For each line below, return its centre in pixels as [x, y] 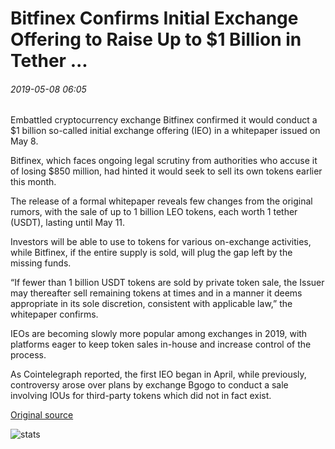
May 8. [24, 141]
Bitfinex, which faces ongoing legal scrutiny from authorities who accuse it [164, 161]
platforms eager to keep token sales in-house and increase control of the [161, 344]
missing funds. [41, 263]
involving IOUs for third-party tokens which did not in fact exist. [141, 396]
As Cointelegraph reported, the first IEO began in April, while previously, [158, 374]
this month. [33, 182]
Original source [42, 415]
